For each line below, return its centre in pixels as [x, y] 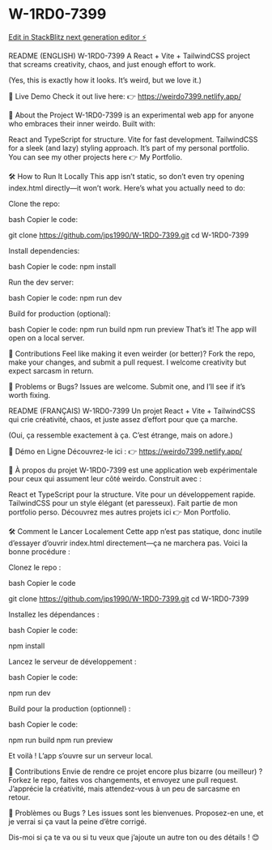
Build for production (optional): [59, 314]
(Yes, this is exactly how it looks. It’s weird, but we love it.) [105, 80]
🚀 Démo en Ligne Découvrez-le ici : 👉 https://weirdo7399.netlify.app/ [125, 451]
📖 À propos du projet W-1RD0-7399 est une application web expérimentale [133, 470]
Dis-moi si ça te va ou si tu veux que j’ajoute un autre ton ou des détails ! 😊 [134, 837]
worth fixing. [30, 395]
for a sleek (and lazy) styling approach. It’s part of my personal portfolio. [129, 147]
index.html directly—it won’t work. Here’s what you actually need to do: [127, 188]
